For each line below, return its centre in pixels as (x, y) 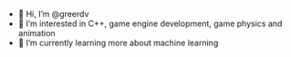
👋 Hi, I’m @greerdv (53, 14)
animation (37, 33)
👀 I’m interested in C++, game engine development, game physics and (150, 24)
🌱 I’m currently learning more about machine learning (118, 43)
